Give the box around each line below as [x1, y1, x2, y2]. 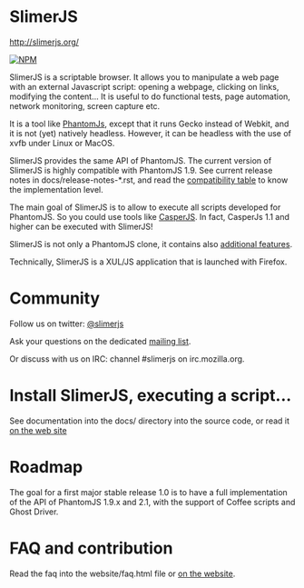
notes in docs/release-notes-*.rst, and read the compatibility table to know [9, 174, 289, 185]
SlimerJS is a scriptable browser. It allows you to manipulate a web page [9, 71, 279, 83]
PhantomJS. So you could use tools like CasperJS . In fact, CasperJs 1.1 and [9, 211, 290, 222]
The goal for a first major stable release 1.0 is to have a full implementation [9, 486, 288, 497]
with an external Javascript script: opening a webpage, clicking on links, [9, 81, 279, 92]
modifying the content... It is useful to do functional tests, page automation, [9, 91, 290, 102]
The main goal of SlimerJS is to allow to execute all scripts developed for [9, 202, 281, 213]
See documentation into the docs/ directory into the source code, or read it [9, 415, 290, 426]
